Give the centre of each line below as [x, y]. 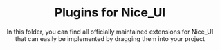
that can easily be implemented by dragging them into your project [110, 38]
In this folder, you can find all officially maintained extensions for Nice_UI [110, 32]
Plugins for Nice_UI [110, 13]
